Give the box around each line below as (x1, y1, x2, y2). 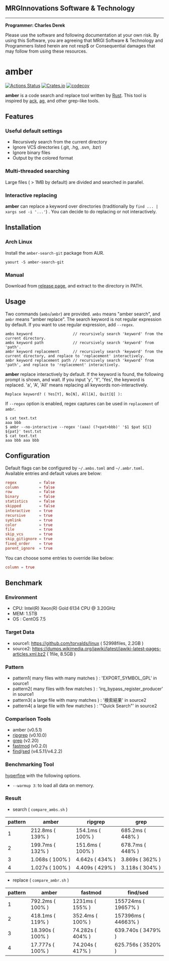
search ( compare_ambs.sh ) (12, 806, 68, 812)
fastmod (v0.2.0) (12, 743, 48, 749)
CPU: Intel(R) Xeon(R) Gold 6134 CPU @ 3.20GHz (12, 605, 116, 611)
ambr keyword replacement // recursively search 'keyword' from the (5, 349, 163, 354)
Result (5, 795, 22, 802)
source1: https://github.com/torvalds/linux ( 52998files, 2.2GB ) (12, 640, 144, 646)
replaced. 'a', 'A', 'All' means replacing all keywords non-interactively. (5, 381, 148, 388)
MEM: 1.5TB (12, 611, 38, 617)
